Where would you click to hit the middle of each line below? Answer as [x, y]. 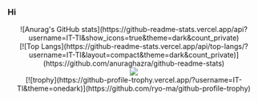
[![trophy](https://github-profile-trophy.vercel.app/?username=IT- [134, 80]
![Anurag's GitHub [50, 30]
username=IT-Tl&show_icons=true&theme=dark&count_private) [134, 38]
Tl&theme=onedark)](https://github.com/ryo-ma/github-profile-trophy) [134, 89]
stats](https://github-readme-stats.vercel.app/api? [164, 30]
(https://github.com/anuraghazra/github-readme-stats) [134, 63]
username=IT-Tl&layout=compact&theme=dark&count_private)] [134, 55]
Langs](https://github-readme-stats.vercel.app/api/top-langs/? [145, 46]
